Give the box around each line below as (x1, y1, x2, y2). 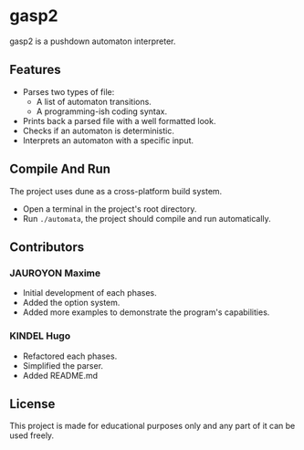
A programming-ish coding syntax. (36, 106, 167, 117)
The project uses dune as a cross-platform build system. (9, 185, 223, 196)
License (9, 396, 56, 412)
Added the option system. (22, 298, 121, 309)
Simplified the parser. (22, 360, 103, 371)
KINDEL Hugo (9, 330, 71, 342)
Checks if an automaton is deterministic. (22, 125, 175, 136)
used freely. (9, 430, 55, 441)
